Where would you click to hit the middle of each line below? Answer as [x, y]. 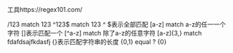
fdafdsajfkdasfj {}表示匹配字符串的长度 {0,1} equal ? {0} [87, 42]
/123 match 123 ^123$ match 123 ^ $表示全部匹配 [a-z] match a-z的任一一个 [116, 24]
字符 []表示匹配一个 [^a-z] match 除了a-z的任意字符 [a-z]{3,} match [105, 33]
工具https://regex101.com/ [45, 9]
